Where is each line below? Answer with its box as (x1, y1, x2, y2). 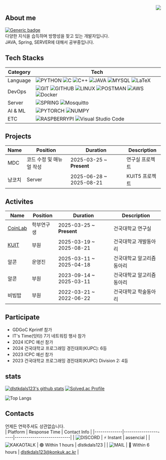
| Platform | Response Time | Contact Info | (5, 429, 92, 435)
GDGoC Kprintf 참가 (12, 327, 52, 333)
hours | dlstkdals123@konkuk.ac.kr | (5, 449, 79, 455)
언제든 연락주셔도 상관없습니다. (5, 423, 65, 429)
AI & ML (7, 107, 26, 114)
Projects (5, 132, 32, 141)
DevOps (7, 88, 27, 95)
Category (8, 68, 31, 75)
